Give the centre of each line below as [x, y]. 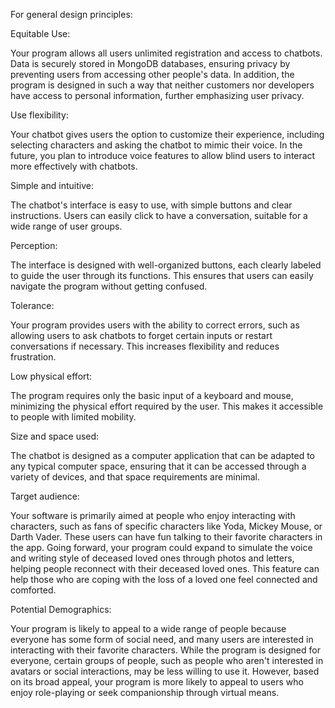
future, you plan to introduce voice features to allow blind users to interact [163, 155]
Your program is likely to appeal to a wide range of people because [148, 628]
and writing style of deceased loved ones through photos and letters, [152, 558]
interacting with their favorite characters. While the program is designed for [165, 650]
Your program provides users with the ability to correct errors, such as [155, 325]
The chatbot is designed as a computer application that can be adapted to [162, 455]
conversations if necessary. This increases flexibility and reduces [145, 346]
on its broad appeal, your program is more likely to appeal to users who [157, 682]
